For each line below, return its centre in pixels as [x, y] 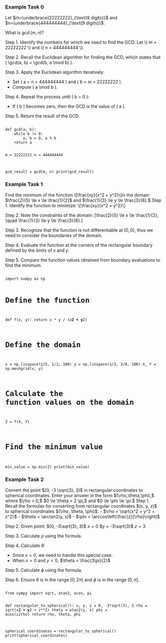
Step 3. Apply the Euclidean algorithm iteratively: [55, 72]
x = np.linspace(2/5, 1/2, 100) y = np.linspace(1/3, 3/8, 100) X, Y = [81, 364]
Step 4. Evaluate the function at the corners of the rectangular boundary [79, 245]
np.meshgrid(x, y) [24, 369]
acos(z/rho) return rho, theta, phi [43, 614]
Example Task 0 [25, 7]
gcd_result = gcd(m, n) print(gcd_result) [50, 172]
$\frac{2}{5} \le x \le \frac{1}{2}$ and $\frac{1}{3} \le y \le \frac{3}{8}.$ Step [83, 201]
